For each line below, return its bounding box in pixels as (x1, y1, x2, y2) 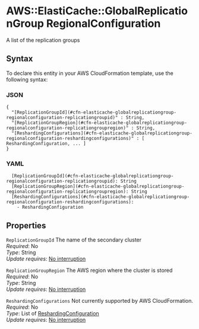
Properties (6, 220, 46, 230)
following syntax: (6, 76, 48, 83)
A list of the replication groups (6, 36, 80, 43)
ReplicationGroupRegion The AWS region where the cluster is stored (6, 267, 173, 274)
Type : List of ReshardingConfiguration (6, 310, 99, 317)
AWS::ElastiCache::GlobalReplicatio (6, 4, 188, 18)
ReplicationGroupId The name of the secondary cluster (6, 236, 142, 243)
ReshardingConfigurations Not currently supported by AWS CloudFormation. (6, 297, 194, 305)
